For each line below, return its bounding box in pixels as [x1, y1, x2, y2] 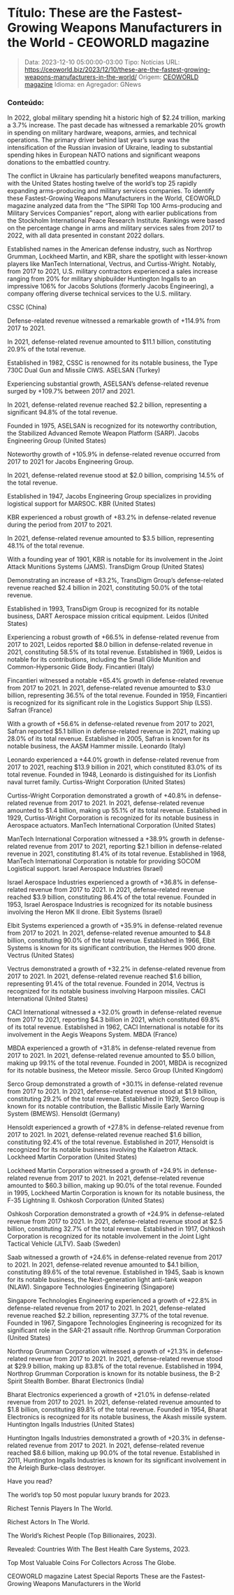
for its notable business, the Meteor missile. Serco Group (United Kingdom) [7, 1066, 224, 1075]
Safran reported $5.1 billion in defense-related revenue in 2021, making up [7, 727, 220, 736]
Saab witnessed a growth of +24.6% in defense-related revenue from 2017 [7, 1253, 222, 1262]
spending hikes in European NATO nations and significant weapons [7, 151, 200, 159]
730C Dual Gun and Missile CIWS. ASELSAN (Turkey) [7, 366, 161, 375]
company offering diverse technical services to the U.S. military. [7, 289, 192, 298]
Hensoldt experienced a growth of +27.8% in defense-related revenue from [7, 1123, 224, 1131]
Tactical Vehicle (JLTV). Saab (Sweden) [7, 1239, 121, 1248]
